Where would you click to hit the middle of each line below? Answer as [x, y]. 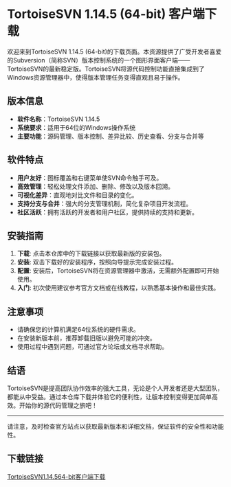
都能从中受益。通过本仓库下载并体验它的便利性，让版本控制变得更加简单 [109, 397]
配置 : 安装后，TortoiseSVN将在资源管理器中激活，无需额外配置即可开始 [118, 271]
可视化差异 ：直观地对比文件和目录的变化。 [77, 195]
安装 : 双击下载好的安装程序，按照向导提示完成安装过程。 [97, 262]
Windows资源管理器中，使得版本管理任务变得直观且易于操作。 [96, 77]
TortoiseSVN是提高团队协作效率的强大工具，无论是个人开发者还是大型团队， [115, 388]
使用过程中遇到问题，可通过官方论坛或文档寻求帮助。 [92, 347]
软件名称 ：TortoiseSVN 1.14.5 [58, 119]
